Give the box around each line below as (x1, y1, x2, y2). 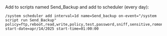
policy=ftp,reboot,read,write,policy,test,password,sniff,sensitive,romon (5, 22, 164, 27)
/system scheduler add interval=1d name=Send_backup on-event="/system (5, 14, 157, 18)
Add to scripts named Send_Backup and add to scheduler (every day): (5, 4, 149, 10)
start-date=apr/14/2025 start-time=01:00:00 (5, 26, 99, 31)
